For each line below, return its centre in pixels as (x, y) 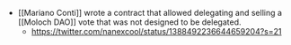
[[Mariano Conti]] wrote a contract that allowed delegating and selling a (150, 13)
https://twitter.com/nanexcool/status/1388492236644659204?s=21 (156, 31)
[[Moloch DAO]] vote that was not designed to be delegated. (129, 22)
